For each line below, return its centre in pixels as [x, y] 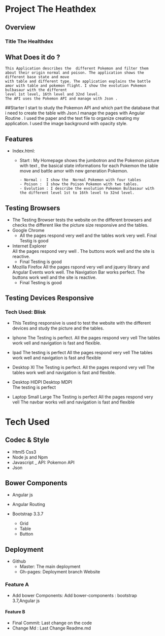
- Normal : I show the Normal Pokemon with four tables [80, 180]
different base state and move [37, 77]
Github [19, 561]
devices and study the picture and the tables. [58, 328]
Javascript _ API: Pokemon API [43, 462]
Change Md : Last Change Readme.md [51, 628]
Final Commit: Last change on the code [52, 623]
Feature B [15, 612]
